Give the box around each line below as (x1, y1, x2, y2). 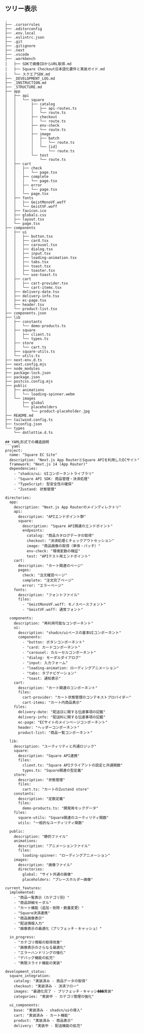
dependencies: (9, 466, 38, 471)
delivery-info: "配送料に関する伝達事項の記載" (17, 715, 106, 720)
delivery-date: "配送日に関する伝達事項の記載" (17, 709, 106, 714)
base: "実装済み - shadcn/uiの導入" (14, 1008, 83, 1013)
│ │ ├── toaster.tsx (5, 268, 55, 273)
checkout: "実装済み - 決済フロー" (14, 984, 79, 989)
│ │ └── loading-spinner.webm (5, 391, 75, 396)
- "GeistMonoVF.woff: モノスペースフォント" (22, 602, 106, 607)
